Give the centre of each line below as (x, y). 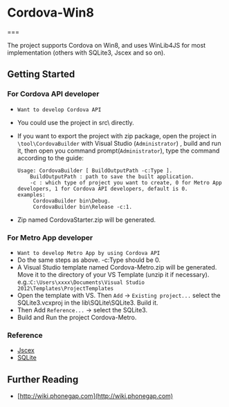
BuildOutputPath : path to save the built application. (112, 177)
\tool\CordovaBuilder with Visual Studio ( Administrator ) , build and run (119, 143)
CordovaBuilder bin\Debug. (72, 201)
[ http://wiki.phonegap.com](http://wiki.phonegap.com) (95, 396)
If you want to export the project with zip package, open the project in (117, 135)
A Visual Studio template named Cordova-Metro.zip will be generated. (117, 267)
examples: (31, 195)
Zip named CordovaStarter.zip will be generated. (86, 220)
